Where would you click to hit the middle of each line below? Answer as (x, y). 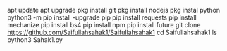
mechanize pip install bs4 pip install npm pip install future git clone (104, 25)
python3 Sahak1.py (35, 40)
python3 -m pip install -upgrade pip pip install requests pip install (102, 17)
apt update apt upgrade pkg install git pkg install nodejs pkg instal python (114, 10)
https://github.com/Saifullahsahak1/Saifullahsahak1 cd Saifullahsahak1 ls (112, 32)
